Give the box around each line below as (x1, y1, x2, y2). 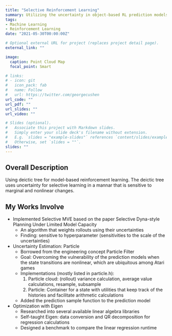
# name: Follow (5, 87, 42, 93)
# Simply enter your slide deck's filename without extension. (5, 130, 147, 136)
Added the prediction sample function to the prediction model (20, 298, 151, 304)
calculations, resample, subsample (28, 281, 101, 287)
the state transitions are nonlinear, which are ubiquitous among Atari (20, 259, 165, 266)
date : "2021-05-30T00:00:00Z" (5, 31, 70, 36)
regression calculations (20, 319, 70, 325)
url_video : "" (5, 111, 36, 117)
